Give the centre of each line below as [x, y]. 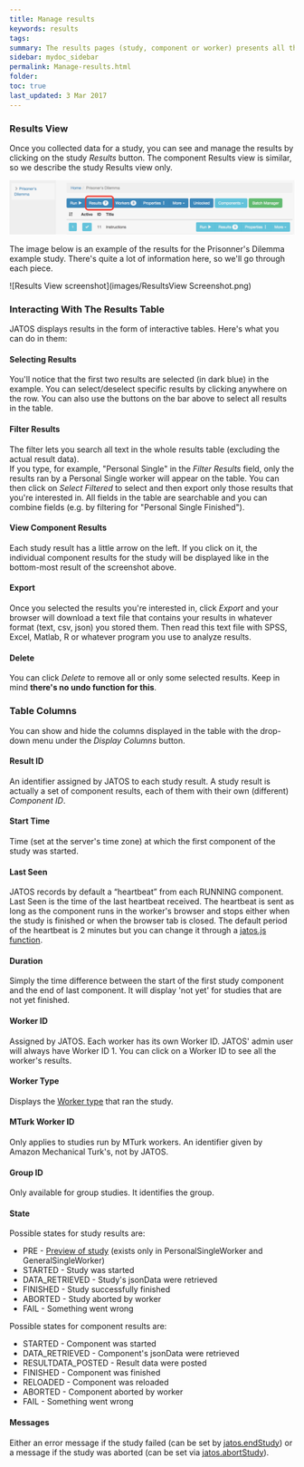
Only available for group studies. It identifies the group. [112, 1192]
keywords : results [44, 29]
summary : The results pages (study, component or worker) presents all [147, 48]
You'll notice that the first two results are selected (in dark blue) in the [139, 380]
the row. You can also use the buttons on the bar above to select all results [148, 399]
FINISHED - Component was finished [91, 1373]
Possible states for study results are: [77, 1233]
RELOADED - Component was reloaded [95, 1383]
